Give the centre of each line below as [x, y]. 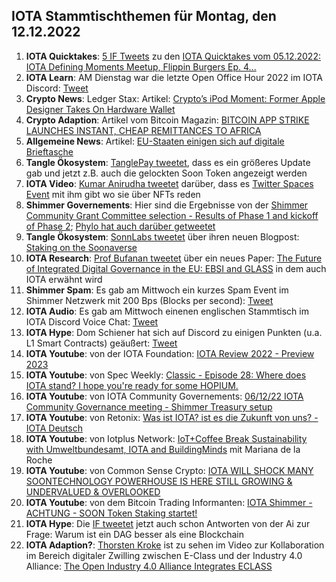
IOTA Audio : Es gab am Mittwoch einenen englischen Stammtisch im [167, 311]
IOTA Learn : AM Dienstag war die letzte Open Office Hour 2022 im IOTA [174, 77]
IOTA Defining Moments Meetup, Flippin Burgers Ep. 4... [141, 66]
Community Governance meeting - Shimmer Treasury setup [149, 406]
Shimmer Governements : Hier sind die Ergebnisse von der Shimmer [167, 205]
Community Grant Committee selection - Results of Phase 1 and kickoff [172, 215]
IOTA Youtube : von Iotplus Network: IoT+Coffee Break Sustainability [166, 438]
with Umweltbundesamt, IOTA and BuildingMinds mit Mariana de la [163, 449]
